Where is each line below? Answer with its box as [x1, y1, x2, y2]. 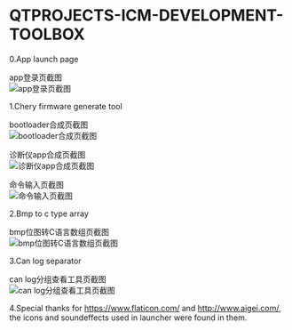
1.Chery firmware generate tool [9, 101, 122, 111]
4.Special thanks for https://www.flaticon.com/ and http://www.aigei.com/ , [9, 302, 281, 313]
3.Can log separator [9, 255, 82, 266]
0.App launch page [9, 53, 79, 64]
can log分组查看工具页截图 [9, 273, 107, 285]
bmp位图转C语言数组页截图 [9, 226, 109, 237]
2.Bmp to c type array [9, 208, 89, 219]
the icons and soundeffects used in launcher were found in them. [9, 312, 248, 323]
